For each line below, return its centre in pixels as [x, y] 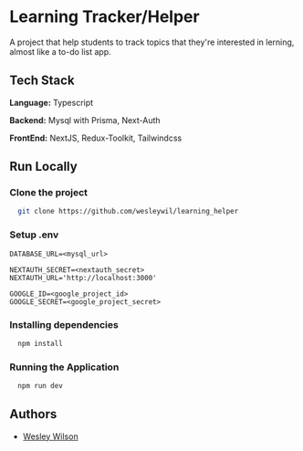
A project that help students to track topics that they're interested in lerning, [152, 42]
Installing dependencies [64, 324]
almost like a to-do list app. [60, 51]
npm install [41, 343]
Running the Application [64, 367]
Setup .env [34, 235]
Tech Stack [42, 81]
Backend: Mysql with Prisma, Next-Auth [85, 120]
